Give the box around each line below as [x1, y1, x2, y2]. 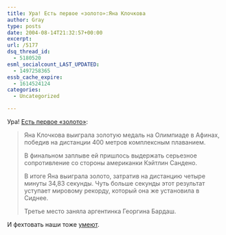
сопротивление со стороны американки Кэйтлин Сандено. [23, 159, 198, 166]
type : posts [7, 23, 41, 29]
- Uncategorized [13, 93, 60, 100]
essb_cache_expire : [7, 73, 63, 81]
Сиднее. [23, 194, 49, 202]
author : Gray [7, 16, 45, 23]
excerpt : [7, 36, 32, 42]
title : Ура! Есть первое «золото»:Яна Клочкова [7, 10, 146, 17]
